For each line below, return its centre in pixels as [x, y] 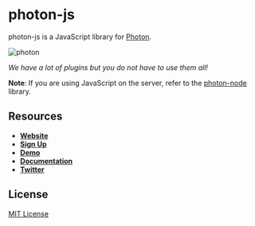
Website [34, 135]
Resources [35, 117]
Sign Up [33, 144]
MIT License [29, 213]
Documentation [46, 161]
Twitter [32, 169]
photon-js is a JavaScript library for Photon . [80, 37]
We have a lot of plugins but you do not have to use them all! [108, 67]
